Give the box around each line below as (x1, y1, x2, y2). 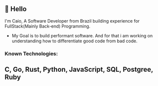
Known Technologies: (4, 50, 58, 57)
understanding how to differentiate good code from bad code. (11, 38, 138, 44)
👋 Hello (4, 5, 27, 13)
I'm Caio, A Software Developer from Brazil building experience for (4, 18, 140, 24)
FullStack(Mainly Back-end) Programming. (4, 23, 91, 29)
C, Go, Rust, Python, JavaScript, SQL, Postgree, (4, 65, 154, 74)
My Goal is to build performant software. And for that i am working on (11, 32, 153, 38)
